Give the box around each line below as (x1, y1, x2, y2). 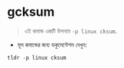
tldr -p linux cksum (7, 54, 67, 61)
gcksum (7, 4, 55, 20)
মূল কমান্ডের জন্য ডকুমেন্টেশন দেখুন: (17, 41, 88, 49)
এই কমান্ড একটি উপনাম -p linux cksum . (24, 27, 118, 35)
